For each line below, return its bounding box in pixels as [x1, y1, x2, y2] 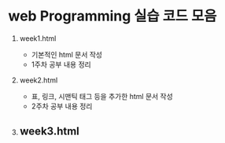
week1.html [19, 33, 57, 43]
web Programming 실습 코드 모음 [8, 7, 217, 25]
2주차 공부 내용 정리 [31, 101, 93, 111]
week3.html [19, 125, 80, 138]
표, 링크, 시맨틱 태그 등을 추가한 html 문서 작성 [31, 91, 173, 101]
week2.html [19, 75, 58, 85]
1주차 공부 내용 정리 [31, 60, 92, 69]
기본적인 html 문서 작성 [31, 49, 102, 59]
